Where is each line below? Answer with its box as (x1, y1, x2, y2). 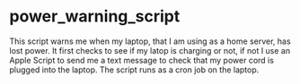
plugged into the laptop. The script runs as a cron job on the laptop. (9, 64, 260, 75)
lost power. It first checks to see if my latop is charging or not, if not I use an (9, 45, 290, 55)
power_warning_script (9, 6, 181, 27)
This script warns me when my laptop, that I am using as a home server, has (9, 36, 291, 46)
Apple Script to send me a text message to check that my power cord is (9, 55, 274, 65)
